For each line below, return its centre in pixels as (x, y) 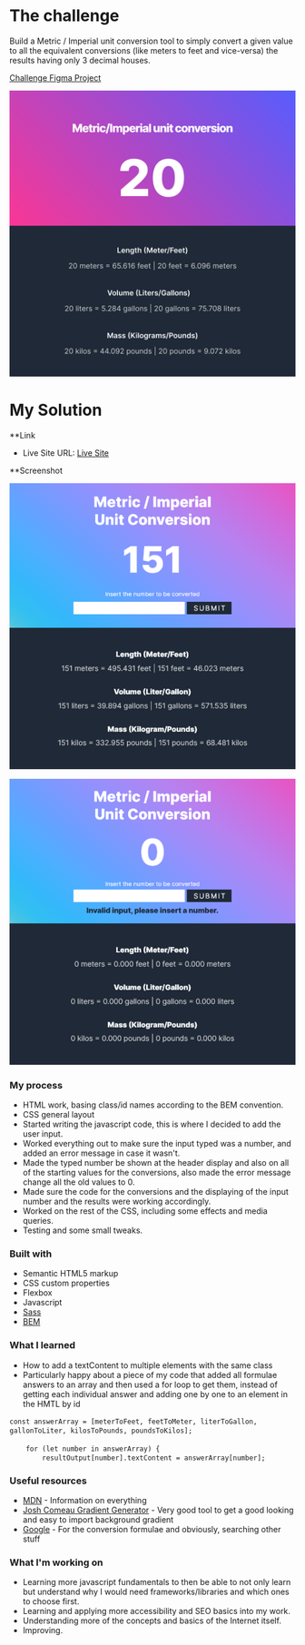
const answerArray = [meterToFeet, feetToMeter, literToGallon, (133, 1422)
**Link (23, 435)
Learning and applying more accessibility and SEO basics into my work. (156, 1611)
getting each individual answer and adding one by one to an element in (155, 1394)
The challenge (64, 16)
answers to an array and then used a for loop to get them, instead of (150, 1384)
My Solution (56, 410)
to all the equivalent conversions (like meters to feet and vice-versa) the (144, 50)
